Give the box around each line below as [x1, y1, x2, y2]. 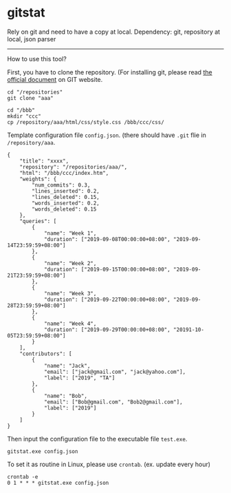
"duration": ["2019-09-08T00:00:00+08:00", [43, 235, 170, 242]
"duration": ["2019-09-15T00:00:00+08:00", [43, 266, 170, 273]
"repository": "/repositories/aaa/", [19, 163, 128, 170]
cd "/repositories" [7, 88, 63, 96]
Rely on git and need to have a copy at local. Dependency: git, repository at [7, 28, 221, 36]
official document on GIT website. [7, 75, 103, 83]
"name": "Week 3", [43, 290, 97, 297]
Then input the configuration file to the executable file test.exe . [7, 434, 188, 443]
